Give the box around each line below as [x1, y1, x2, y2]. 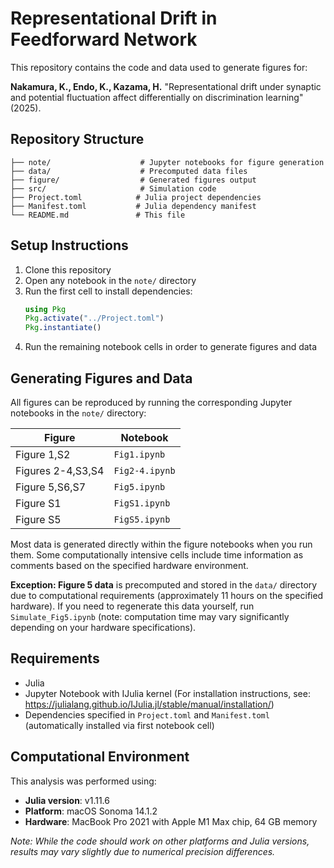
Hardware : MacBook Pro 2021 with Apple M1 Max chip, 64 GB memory [24, 815, 318, 827]
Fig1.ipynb [113, 449, 166, 460]
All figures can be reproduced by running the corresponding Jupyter [10, 397, 293, 408]
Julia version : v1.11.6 [24, 794, 110, 806]
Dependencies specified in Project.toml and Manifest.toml [24, 708, 270, 721]
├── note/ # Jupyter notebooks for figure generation [10, 157, 325, 167]
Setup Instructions [10, 237, 129, 254]
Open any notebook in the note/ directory [24, 274, 197, 286]
